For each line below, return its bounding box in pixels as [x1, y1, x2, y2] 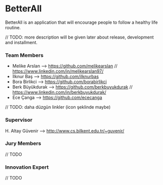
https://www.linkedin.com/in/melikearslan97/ [12, 68, 104, 74]
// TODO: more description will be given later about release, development [5, 34, 154, 40]
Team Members [5, 51, 43, 58]
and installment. [5, 39, 38, 45]
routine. [5, 24, 21, 30]
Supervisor [5, 117, 33, 124]
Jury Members [5, 140, 41, 147]
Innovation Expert [5, 164, 49, 171]
